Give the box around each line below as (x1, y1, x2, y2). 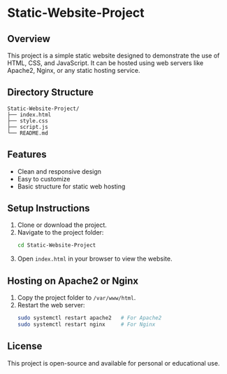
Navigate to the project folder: (17, 228, 104, 237)
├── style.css (7, 117, 49, 124)
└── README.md (7, 130, 49, 137)
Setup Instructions (7, 202, 90, 214)
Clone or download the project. (17, 221, 107, 229)
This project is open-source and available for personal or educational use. (7, 359, 220, 367)
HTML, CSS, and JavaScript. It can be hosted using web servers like (7, 59, 204, 67)
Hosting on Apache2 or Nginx (7, 275, 139, 286)
